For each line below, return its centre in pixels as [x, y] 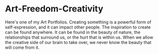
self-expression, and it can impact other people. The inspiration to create [78, 27]
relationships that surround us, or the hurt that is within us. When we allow [79, 37]
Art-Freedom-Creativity [54, 9]
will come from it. [22, 47]
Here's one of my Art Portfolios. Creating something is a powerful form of [78, 22]
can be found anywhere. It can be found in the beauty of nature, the [73, 32]
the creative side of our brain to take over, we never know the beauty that [78, 42]
